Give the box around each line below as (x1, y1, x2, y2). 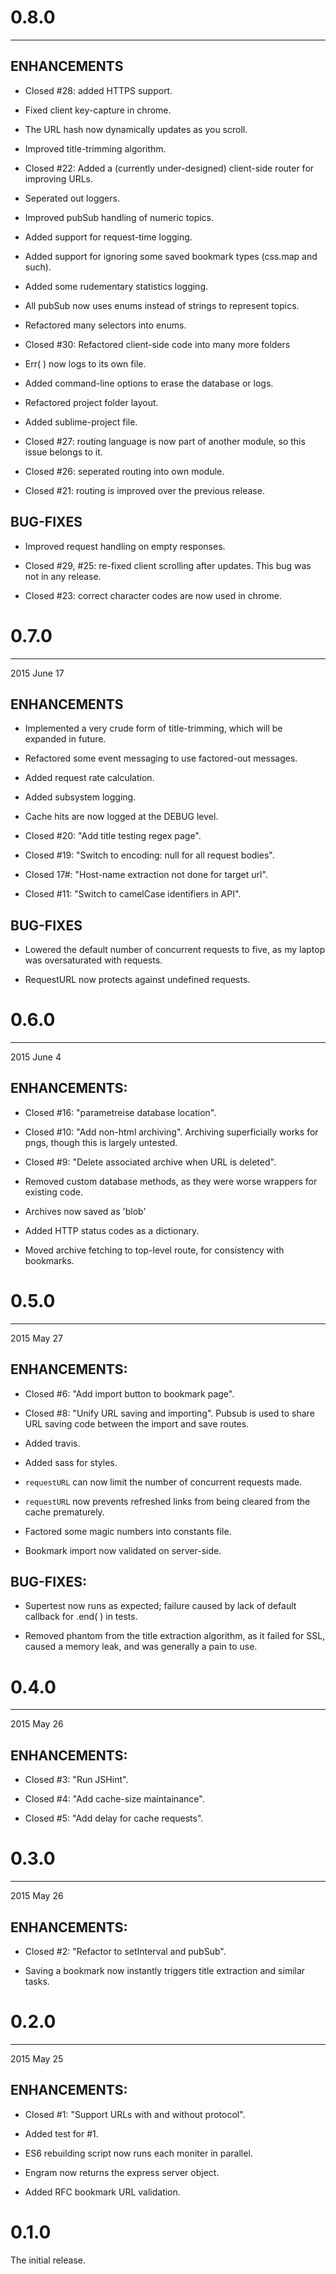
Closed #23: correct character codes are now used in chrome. (24, 589, 282, 601)
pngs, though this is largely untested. (24, 1136, 178, 1148)
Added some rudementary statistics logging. (24, 280, 208, 292)
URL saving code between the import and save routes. (24, 1417, 250, 1430)
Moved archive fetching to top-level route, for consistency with (24, 1244, 285, 1256)
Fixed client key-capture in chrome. (24, 104, 172, 116)
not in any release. (24, 570, 102, 582)
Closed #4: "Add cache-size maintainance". (24, 1793, 205, 1805)
